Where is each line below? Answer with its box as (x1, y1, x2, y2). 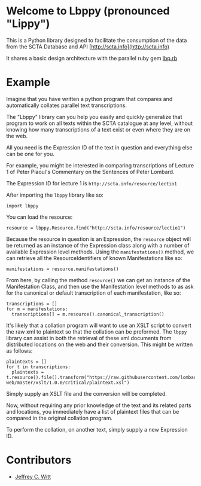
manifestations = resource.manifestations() (6, 266, 119, 272)
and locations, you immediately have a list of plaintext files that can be (6, 408, 179, 415)
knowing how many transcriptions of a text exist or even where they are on (6, 126, 190, 133)
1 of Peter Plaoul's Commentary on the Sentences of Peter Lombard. (6, 168, 175, 175)
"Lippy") (6, 17, 50, 30)
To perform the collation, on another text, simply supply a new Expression (6, 426, 188, 433)
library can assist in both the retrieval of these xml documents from (6, 334, 172, 341)
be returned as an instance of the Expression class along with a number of (6, 242, 190, 249)
